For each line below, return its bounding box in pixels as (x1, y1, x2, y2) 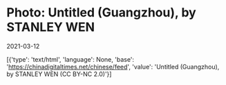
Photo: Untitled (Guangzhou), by (6, 5, 196, 21)
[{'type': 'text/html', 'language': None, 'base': (6, 55, 135, 63)
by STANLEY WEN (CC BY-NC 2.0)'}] (6, 70, 112, 78)
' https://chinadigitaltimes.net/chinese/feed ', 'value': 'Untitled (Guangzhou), (6, 62, 220, 71)
